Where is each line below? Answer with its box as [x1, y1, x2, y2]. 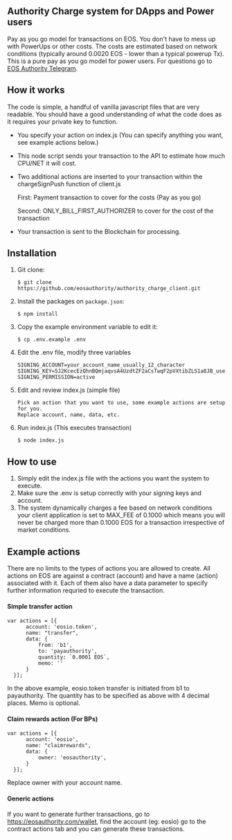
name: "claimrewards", [25, 742, 91, 749]
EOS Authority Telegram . [7, 64, 78, 72]
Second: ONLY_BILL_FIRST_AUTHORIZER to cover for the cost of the [17, 206, 214, 215]
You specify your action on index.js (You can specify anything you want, [17, 131, 224, 139]
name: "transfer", [25, 629, 79, 636]
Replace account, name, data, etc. [17, 411, 121, 418]
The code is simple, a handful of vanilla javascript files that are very [7, 102, 200, 111]
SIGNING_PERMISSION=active [17, 374, 96, 381]
